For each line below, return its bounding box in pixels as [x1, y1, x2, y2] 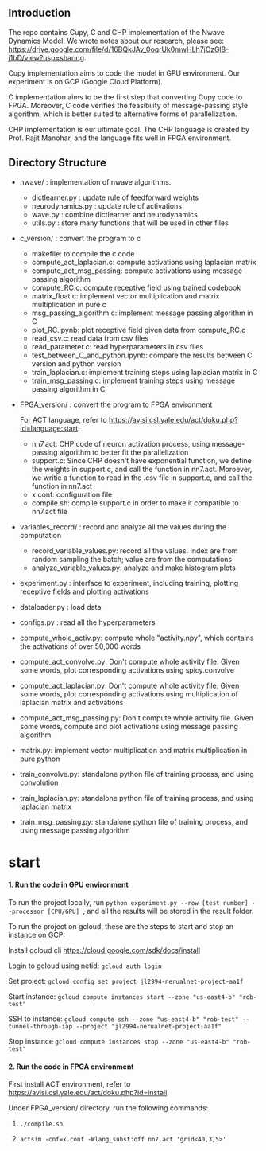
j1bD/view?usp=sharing [8, 53, 85, 62]
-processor [8, 907, 44, 916]
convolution [19, 778, 59, 787]
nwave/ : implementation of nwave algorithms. [19, 177, 172, 186]
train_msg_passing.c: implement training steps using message [31, 376, 236, 385]
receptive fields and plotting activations [19, 587, 149, 596]
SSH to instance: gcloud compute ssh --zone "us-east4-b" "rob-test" [8, 1014, 239, 1024]
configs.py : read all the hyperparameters [19, 617, 156, 627]
